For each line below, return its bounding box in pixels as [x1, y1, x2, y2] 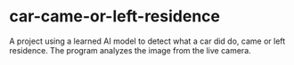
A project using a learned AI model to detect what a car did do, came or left [9, 36, 286, 46]
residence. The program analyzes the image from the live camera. [9, 45, 251, 55]
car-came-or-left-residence [9, 6, 221, 27]
